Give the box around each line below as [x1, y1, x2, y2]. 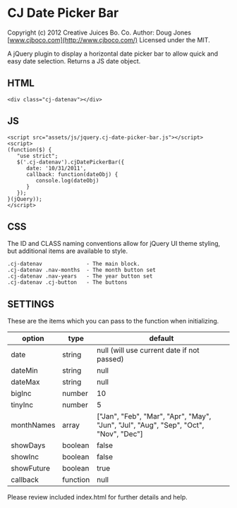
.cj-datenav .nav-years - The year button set [7, 273, 153, 280]
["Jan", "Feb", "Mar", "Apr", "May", [96, 411, 212, 421]
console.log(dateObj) [35, 177, 99, 184]
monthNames [11, 421, 56, 430]
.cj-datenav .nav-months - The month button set [7, 266, 157, 274]
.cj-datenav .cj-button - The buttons [7, 279, 128, 286]
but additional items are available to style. [7, 247, 128, 255]
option [22, 333, 44, 343]
